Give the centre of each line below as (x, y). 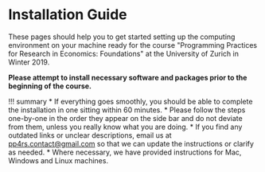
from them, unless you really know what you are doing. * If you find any (125, 127)
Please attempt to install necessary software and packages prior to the (128, 77)
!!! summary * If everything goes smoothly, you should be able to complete (131, 101)
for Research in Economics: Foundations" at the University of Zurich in (123, 53)
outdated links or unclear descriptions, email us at (90, 135)
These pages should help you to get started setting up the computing (122, 37)
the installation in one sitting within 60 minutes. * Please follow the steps (127, 110)
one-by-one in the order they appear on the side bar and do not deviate (125, 118)
